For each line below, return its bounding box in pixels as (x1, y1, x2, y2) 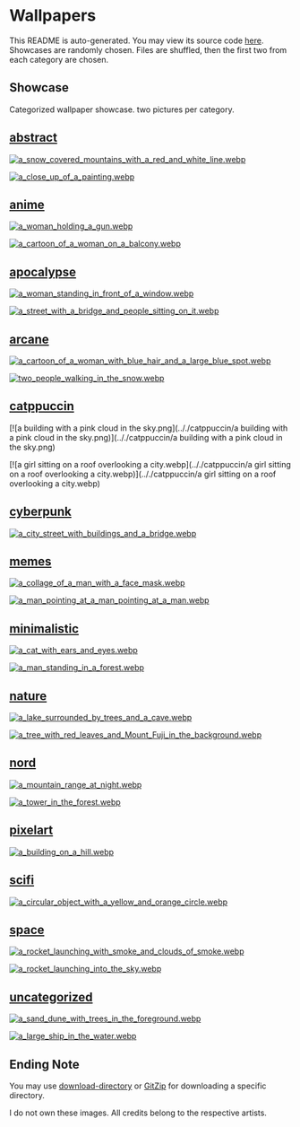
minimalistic (9, 621, 79, 636)
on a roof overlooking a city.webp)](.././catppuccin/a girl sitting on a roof (9, 468, 277, 479)
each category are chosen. (9, 54, 109, 65)
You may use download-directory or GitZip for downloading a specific (9, 1080, 267, 1091)
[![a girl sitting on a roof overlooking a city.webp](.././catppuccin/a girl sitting (9, 459, 291, 469)
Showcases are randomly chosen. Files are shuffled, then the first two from (9, 44, 287, 55)
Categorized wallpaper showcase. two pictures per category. (9, 104, 235, 115)
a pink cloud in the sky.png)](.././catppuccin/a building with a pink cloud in (9, 432, 283, 442)
